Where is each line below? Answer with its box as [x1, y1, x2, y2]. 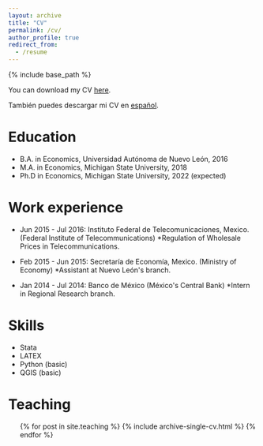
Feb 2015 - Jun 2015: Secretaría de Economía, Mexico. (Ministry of [19, 257, 237, 266]
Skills [8, 317, 45, 335]
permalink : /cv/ [8, 26, 62, 34]
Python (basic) [19, 359, 68, 369]
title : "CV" [8, 19, 47, 27]
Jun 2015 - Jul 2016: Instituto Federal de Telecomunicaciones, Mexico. [19, 224, 250, 234]
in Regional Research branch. [19, 289, 116, 298]
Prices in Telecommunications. [19, 242, 120, 251]
